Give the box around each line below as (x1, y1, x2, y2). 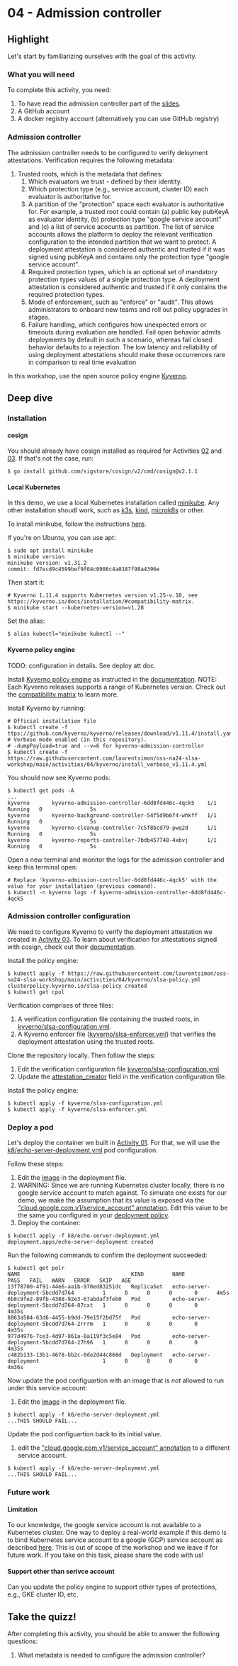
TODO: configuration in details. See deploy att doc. (7, 661, 156, 670)
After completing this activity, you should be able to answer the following (7, 1630, 220, 1638)
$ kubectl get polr (7, 1265, 65, 1272)
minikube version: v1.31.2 (7, 560, 87, 567)
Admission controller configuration (7, 911, 131, 921)
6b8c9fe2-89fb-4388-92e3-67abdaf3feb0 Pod (7, 1295, 141, 1303)
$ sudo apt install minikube (7, 547, 93, 554)
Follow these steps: (7, 1160, 64, 1169)
